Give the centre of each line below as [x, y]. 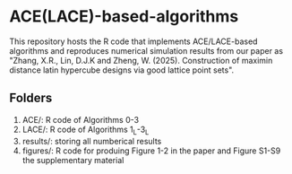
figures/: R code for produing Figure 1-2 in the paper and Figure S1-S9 [151, 151]
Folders [31, 98]
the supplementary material [73, 160]
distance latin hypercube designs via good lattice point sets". [122, 70]
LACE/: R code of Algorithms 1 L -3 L [86, 130]
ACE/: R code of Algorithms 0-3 [81, 119]
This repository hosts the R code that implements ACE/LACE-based [133, 41]
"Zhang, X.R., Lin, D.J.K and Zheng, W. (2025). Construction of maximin [141, 60]
